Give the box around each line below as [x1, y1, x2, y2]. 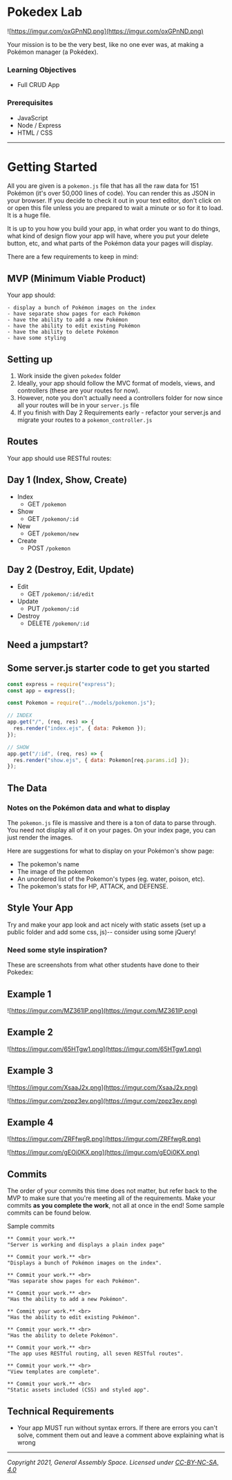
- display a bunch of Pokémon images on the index [7, 305, 156, 312]
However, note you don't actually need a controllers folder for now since [17, 394, 223, 402]
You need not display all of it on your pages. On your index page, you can [7, 826, 216, 835]
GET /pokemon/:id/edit [27, 589, 95, 598]
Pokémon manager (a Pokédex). [7, 48, 99, 56]
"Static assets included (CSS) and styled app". [7, 1387, 150, 1394]
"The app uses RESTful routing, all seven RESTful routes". [7, 1350, 184, 1358]
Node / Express [17, 121, 62, 129]
